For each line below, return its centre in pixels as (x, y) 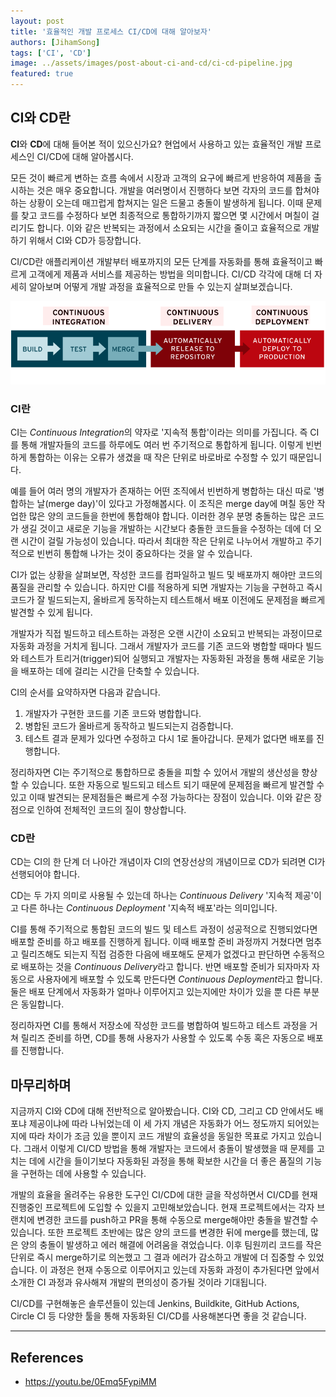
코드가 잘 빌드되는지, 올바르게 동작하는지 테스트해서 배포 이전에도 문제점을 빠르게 (168, 600)
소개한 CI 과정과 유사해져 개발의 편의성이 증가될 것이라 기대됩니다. (139, 1282)
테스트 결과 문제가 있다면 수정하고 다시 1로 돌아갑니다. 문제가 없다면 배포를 (169, 739)
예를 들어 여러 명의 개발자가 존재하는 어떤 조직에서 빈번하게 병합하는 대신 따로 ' (163, 491)
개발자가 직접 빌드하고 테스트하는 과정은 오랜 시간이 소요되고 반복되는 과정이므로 (166, 634)
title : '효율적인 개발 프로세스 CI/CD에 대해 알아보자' (111, 31)
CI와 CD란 (40, 118)
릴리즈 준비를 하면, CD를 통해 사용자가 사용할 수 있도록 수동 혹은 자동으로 (162, 1038)
